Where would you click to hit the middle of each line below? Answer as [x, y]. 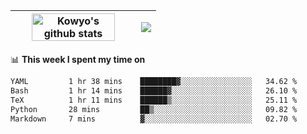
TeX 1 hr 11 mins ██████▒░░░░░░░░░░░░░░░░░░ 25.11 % [154, 100]
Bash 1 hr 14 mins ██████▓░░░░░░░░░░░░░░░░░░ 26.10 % [154, 90]
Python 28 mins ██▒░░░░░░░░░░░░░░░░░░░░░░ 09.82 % [154, 109]
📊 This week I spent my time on [78, 59]
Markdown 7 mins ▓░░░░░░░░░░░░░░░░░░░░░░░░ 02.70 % [154, 119]
